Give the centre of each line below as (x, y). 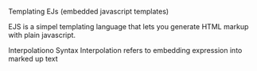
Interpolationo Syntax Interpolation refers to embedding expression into (125, 50)
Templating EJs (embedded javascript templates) (89, 11)
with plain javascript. (42, 35)
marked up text (33, 59)
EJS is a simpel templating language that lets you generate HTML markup (128, 26)
